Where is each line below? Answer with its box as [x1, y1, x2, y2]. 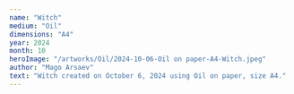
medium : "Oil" [9, 21, 63, 30]
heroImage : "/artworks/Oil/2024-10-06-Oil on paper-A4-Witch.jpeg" [9, 55, 267, 64]
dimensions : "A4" [9, 30, 74, 38]
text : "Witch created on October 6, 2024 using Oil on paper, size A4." [9, 72, 287, 81]
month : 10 [9, 47, 47, 56]
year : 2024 [9, 38, 50, 47]
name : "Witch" [9, 13, 63, 22]
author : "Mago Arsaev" [9, 64, 94, 73]
